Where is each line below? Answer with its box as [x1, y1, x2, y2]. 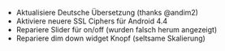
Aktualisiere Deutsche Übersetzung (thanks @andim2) [15, 8, 199, 17]
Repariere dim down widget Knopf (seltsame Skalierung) [15, 33, 206, 43]
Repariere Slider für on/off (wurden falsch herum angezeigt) [15, 25, 218, 34]
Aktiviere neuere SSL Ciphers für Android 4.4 [15, 16, 168, 26]
